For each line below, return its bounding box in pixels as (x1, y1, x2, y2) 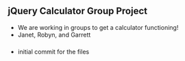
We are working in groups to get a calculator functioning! (17, 23, 179, 31)
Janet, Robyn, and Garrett (17, 30, 91, 39)
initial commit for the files (17, 47, 90, 56)
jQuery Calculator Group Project (8, 5, 148, 17)
